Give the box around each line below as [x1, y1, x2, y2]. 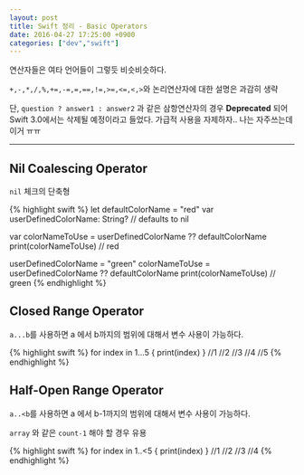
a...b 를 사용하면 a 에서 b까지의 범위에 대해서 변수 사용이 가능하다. [9, 328, 244, 339]
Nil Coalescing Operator [9, 160, 147, 176]
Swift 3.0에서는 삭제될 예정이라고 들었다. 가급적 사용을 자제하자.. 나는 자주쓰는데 [9, 114, 293, 125]
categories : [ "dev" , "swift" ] [9, 38, 119, 48]
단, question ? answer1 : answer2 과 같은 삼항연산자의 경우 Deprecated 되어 [9, 103, 289, 114]
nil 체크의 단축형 [9, 186, 71, 197]
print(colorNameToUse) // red [9, 241, 119, 252]
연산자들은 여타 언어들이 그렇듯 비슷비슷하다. [9, 64, 167, 75]
